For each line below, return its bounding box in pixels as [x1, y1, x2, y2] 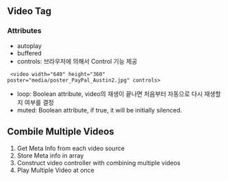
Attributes [7, 26, 42, 36]
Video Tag [7, 5, 51, 17]
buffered [16, 49, 42, 57]
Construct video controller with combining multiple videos [16, 158, 181, 167]
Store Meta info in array [16, 151, 84, 160]
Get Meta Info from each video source [16, 144, 125, 152]
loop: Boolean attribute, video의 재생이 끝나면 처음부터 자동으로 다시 [16, 89, 203, 98]
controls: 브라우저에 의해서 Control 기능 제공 [16, 57, 138, 65]
